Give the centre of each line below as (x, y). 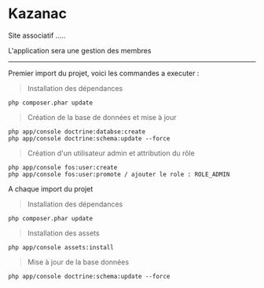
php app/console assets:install (61, 247)
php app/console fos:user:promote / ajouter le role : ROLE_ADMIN (119, 174)
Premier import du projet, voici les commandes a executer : (104, 73)
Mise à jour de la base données (78, 262)
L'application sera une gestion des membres (80, 50)
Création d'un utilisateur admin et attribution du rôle (111, 153)
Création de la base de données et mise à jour (102, 117)
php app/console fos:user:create (63, 167)
